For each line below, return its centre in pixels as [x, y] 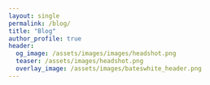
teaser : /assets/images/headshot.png [80, 62]
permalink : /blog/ [39, 23]
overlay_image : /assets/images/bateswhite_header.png [109, 69]
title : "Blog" [33, 31]
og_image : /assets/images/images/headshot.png [96, 53]
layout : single [34, 16]
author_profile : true [45, 38]
